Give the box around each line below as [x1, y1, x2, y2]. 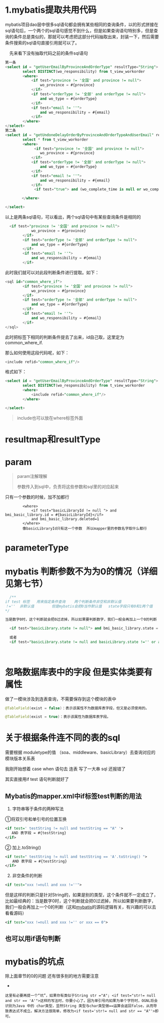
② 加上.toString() [5, 844, 41, 850]
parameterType [5, 542, 69, 553]
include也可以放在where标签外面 [17, 415, 83, 421]
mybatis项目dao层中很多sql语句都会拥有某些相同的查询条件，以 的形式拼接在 [5, 21, 159, 27]
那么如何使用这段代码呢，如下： [5, 349, 69, 355]
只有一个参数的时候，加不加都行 [5, 494, 69, 500]
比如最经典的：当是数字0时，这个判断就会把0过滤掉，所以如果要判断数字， [5, 898, 156, 904]
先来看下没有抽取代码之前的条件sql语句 [9, 50, 88, 56]
